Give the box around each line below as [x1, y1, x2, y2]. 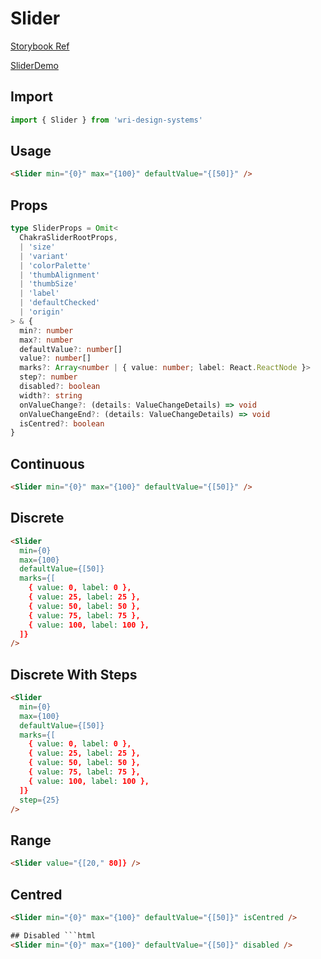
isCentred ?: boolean [19, 418, 105, 429]
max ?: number [19, 335, 74, 345]
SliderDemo [10, 59, 59, 71]
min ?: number [19, 325, 74, 336]
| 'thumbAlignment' [19, 270, 101, 280]
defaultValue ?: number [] [19, 344, 123, 354]
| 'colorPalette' [19, 260, 92, 271]
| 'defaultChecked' [19, 298, 101, 308]
